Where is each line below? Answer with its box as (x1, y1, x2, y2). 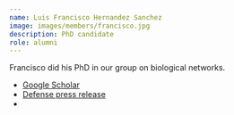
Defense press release (22, 89, 106, 100)
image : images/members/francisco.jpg (9, 21, 151, 30)
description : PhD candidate (9, 29, 115, 38)
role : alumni (9, 37, 58, 47)
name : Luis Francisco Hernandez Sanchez (9, 12, 163, 22)
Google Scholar (22, 79, 81, 90)
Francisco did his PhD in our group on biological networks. (9, 62, 226, 73)
